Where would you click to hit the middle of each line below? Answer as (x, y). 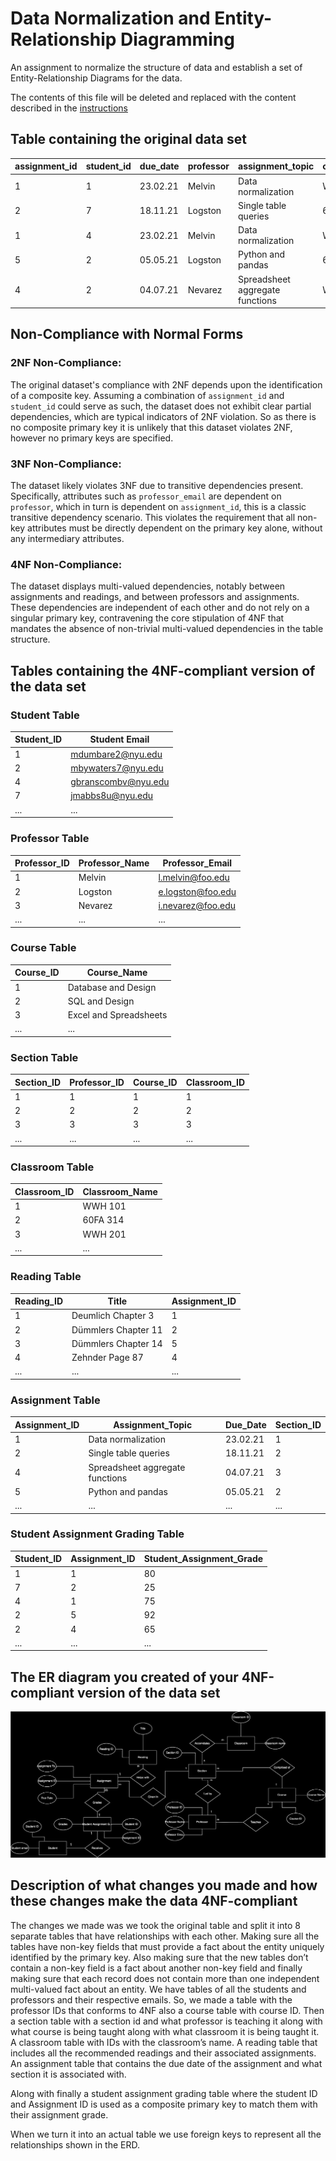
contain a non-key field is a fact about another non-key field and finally (156, 1968)
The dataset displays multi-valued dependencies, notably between (148, 586)
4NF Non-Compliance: (66, 564)
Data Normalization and (110, 18)
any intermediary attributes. (67, 538)
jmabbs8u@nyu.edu (112, 796)
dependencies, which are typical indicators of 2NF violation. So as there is (163, 416)
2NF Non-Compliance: (66, 363)
